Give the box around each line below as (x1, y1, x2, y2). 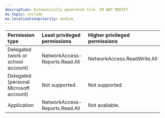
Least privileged (41, 32, 81, 39)
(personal (7, 79, 30, 86)
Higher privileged (88, 32, 130, 39)
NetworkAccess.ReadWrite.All (88, 55, 158, 62)
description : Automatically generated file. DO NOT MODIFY (5, 7, 129, 12)
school (7, 58, 24, 65)
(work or (7, 52, 27, 59)
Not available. (88, 102, 120, 109)
